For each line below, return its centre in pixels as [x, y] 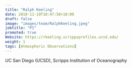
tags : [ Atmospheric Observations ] [41, 46]
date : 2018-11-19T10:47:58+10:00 [40, 14]
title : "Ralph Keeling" [30, 10]
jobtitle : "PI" [21, 28]
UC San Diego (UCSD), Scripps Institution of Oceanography [66, 60]
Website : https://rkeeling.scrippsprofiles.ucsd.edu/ [62, 37]
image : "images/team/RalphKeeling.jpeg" [48, 23]
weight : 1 [15, 42]
